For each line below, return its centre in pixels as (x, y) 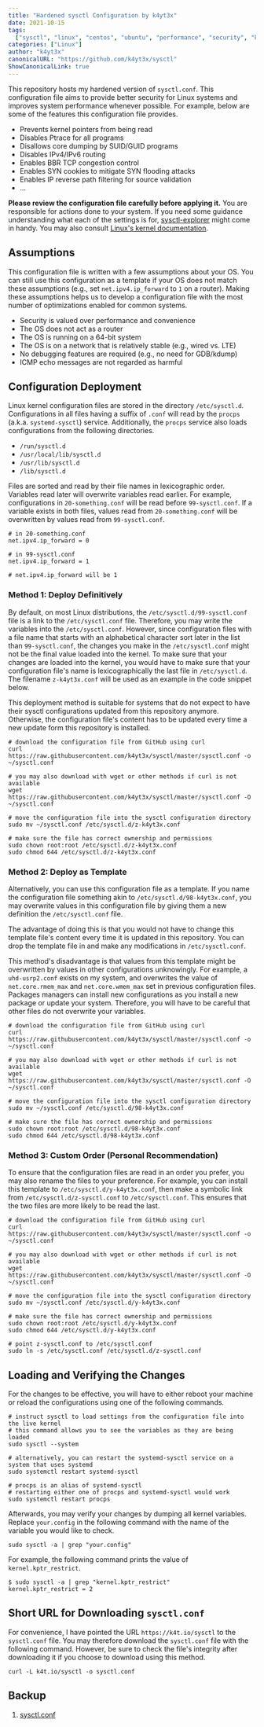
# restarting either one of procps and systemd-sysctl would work (119, 1493)
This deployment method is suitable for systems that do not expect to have (129, 702)
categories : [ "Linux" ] (45, 45)
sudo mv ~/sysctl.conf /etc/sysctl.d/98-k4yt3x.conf (96, 1108)
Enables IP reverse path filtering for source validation (105, 179)
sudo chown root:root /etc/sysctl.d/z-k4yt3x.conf (93, 845)
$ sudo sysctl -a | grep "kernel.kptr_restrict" (89, 1582)
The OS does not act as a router (71, 329)
